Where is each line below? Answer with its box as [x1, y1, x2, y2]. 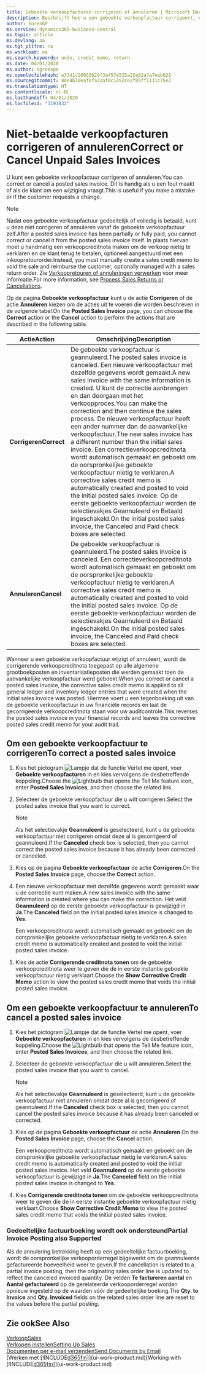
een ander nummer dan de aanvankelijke [70, 422, 188, 430]
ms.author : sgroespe [6, 66, 59, 73]
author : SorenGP [6, 20, 48, 26]
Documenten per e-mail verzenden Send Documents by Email [6, 1348, 161, 1355]
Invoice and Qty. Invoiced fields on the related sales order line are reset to [6, 1293, 195, 1301]
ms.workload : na [6, 49, 48, 55]
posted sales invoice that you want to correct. [15, 802, 131, 810]
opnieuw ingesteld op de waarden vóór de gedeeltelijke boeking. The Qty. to [6, 1287, 199, 1295]
